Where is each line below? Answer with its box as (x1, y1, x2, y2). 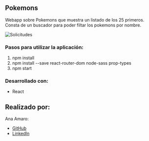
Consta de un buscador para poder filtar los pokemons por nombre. (5, 22, 142, 28)
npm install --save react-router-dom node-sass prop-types (12, 60, 131, 66)
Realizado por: (5, 103, 50, 111)
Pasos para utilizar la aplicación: (5, 44, 84, 50)
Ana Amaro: (5, 116, 29, 122)
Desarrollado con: (5, 78, 49, 85)
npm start (12, 66, 32, 71)
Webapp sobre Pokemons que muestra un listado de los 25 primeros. (5, 17, 145, 23)
